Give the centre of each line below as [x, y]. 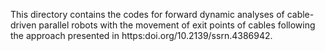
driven [23, 25]
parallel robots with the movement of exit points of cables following [177, 25]
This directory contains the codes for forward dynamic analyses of [147, 14]
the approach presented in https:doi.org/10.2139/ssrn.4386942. [141, 35]
